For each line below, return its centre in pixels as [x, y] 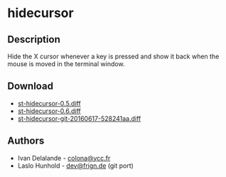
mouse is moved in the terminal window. [66, 64]
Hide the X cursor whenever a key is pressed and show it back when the [113, 56]
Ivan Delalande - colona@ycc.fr [64, 158]
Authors [26, 141]
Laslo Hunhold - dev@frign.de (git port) [75, 166]
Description [34, 39]
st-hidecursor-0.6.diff [49, 111]
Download [30, 86]
